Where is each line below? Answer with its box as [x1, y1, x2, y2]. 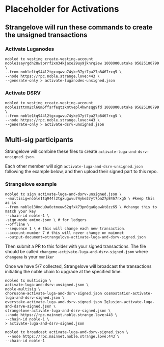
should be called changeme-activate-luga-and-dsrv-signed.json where [5, 249, 148, 255]
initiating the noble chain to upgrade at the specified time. [5, 269, 122, 275]
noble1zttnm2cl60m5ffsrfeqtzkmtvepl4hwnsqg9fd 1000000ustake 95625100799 [5, 105, 160, 110]
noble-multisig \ [5, 287, 41, 292]
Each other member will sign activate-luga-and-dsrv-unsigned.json [5, 163, 143, 169]
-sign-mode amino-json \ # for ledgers [5, 218, 87, 223]
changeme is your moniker [5, 254, 55, 260]
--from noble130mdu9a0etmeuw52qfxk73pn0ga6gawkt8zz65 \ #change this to [5, 205, 157, 210]
